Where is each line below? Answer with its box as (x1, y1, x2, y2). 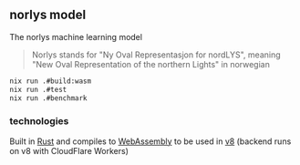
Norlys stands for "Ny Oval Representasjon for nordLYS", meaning (31, 49, 281, 60)
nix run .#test (9, 85, 67, 94)
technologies (9, 115, 69, 128)
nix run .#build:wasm (9, 77, 92, 86)
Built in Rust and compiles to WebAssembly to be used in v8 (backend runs (9, 136, 292, 147)
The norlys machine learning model (9, 31, 143, 42)
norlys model (9, 7, 87, 23)
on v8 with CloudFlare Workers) (9, 145, 129, 156)
